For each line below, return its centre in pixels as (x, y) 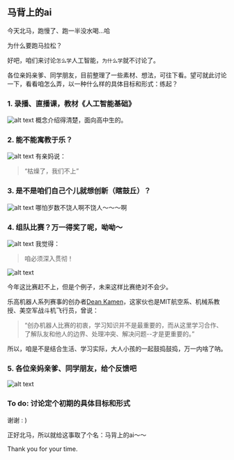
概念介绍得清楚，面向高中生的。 (81, 120)
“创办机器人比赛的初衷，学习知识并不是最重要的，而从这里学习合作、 (123, 325)
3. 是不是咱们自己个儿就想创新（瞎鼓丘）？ (79, 191)
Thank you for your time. (42, 449)
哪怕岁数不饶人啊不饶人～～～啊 (81, 207)
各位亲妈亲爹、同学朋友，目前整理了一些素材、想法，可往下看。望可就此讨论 (117, 75)
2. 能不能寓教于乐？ (40, 140)
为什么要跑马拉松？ (35, 45)
